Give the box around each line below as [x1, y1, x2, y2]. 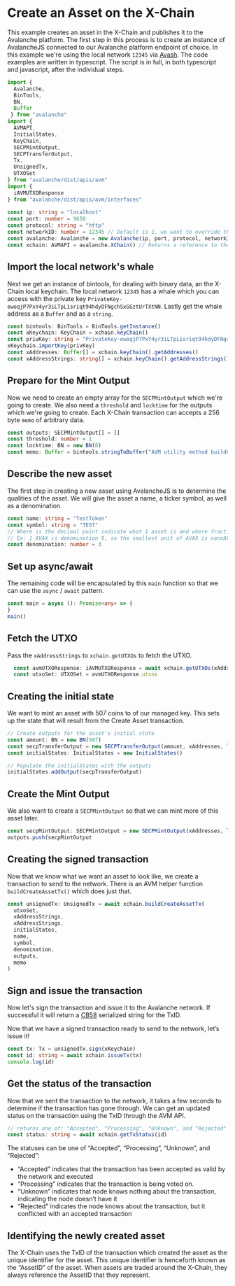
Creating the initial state [7, 690, 114, 702]
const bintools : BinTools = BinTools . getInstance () [7, 323, 161, 330]
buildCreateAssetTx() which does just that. [7, 887, 131, 895]
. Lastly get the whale [160, 302, 222, 310]
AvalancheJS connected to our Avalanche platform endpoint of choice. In [7, 43, 218, 51]
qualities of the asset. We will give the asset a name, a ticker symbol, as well [7, 494, 227, 502]
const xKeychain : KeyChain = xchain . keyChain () [7, 329, 149, 337]
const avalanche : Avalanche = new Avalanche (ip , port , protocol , [7, 235, 201, 242]
